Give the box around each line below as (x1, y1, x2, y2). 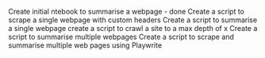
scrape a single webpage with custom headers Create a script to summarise (8, 15, 258, 25)
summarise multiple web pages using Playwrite (8, 41, 163, 50)
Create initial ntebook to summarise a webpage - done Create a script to (8, 7, 244, 16)
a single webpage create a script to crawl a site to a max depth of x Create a (8, 24, 258, 33)
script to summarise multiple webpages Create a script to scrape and (8, 32, 234, 41)
